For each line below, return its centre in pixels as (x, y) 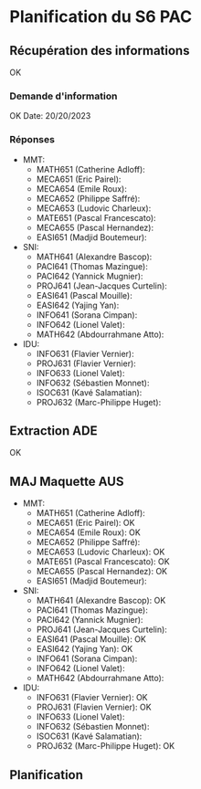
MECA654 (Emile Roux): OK (89, 532)
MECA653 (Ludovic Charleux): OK (100, 552)
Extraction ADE (53, 431)
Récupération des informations (100, 51)
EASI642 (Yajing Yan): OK (85, 649)
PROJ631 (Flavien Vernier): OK (94, 707)
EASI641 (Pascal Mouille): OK (91, 639)
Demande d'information (63, 96)
